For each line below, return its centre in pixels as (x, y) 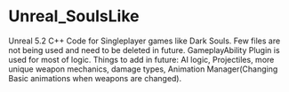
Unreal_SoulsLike (74, 16)
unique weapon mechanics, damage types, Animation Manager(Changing (143, 69)
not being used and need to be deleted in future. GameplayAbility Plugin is (144, 50)
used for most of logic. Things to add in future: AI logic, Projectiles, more (141, 59)
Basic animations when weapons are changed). (95, 78)
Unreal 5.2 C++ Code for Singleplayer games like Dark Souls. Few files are (144, 41)
